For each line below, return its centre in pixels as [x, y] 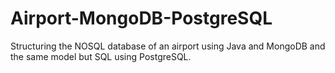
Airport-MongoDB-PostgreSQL [141, 18]
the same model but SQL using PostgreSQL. [101, 56]
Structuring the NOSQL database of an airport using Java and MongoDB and [168, 46]
